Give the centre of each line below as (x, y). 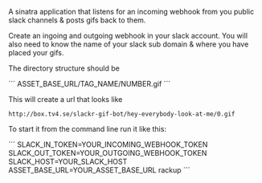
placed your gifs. (36, 53)
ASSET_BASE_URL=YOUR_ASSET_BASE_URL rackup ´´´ (99, 170)
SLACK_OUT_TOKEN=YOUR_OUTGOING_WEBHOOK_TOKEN (108, 153)
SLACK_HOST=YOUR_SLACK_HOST (68, 161)
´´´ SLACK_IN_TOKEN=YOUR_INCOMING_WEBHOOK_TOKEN (108, 144)
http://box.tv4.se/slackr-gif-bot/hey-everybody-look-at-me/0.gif (122, 114)
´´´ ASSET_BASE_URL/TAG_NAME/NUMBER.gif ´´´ (90, 84)
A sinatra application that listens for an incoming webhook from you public (131, 12)
